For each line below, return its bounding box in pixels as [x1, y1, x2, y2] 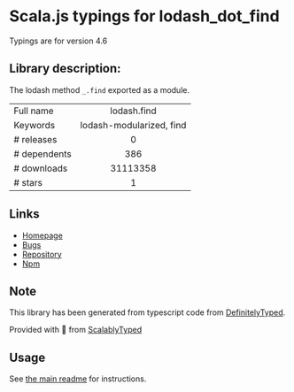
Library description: [9, 61, 121, 76]
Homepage [21, 230, 64, 241]
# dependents [13, 148, 73, 160]
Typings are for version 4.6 [9, 35, 108, 46]
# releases [13, 133, 58, 145]
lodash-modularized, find [80, 119, 187, 131]
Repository [21, 249, 62, 259]
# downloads [13, 162, 68, 174]
